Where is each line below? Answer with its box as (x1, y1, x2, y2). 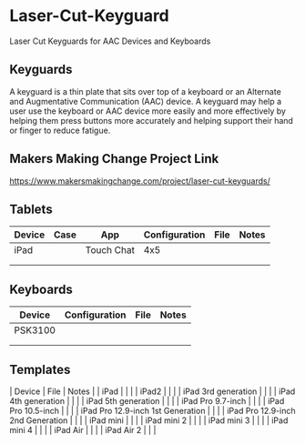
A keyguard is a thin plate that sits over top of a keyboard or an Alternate (9, 86, 282, 96)
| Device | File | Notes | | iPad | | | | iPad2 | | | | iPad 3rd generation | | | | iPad (9, 386, 296, 397)
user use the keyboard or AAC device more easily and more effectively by (9, 106, 287, 116)
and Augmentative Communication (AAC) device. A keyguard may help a (9, 96, 282, 106)
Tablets (9, 201, 53, 217)
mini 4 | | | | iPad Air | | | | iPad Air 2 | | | (9, 425, 157, 435)
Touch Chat (85, 244, 135, 257)
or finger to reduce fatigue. (9, 125, 111, 136)
